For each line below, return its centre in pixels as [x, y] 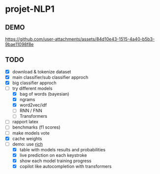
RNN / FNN [31, 111]
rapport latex [25, 122]
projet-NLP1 [30, 9]
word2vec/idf [33, 105]
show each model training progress [56, 161]
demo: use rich [27, 144]
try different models [32, 88]
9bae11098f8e [19, 44]
